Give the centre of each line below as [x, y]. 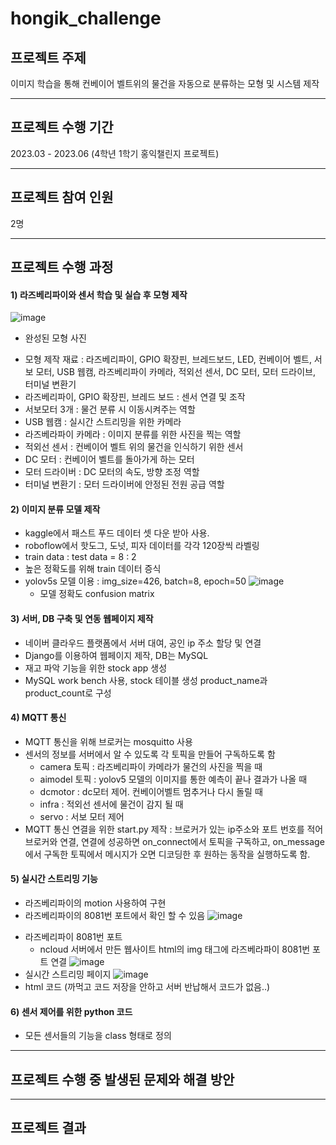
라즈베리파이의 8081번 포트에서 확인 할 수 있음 [115, 916]
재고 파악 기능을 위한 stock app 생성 [96, 668]
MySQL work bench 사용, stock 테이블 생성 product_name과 [146, 680]
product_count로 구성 [68, 693]
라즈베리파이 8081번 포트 [73, 937]
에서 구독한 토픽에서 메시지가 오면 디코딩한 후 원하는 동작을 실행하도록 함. [167, 854]
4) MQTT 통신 [38, 718]
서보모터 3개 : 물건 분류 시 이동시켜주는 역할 [110, 409]
